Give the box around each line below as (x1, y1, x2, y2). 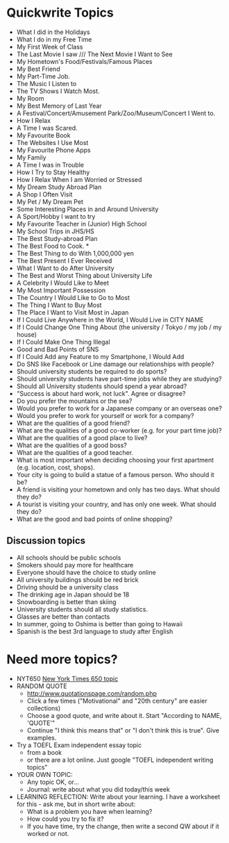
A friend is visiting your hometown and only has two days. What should (16, 485, 220, 494)
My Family (16, 153, 46, 161)
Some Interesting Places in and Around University (16, 205, 159, 213)
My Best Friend (16, 65, 60, 73)
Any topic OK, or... (26, 778, 79, 786)
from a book (26, 748, 62, 756)
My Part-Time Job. (16, 72, 71, 81)
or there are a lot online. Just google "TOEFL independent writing (26, 756, 214, 764)
